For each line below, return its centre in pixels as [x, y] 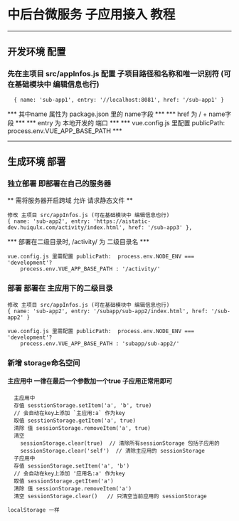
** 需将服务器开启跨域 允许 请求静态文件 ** [70, 201]
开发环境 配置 [37, 52]
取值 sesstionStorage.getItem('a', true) [75, 421]
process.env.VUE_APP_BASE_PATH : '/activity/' [90, 269]
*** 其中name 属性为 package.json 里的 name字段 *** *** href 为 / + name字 [119, 114]
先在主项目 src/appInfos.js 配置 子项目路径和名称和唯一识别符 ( [116, 74]
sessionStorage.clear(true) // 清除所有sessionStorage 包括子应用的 [120, 443]
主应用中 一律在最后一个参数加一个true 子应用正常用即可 [90, 381]
